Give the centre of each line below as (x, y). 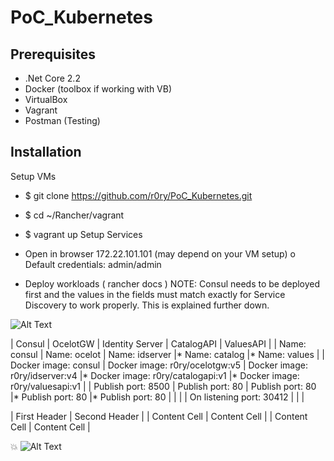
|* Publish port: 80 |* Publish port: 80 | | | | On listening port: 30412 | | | (157, 397)
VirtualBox (46, 99)
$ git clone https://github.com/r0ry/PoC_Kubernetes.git (138, 195)
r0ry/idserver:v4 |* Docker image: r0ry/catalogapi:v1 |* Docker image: (155, 375)
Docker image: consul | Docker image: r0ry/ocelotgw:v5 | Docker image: (159, 365)
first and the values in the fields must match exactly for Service (155, 294)
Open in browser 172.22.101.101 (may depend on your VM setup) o (160, 253)
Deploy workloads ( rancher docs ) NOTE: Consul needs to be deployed (172, 283)
